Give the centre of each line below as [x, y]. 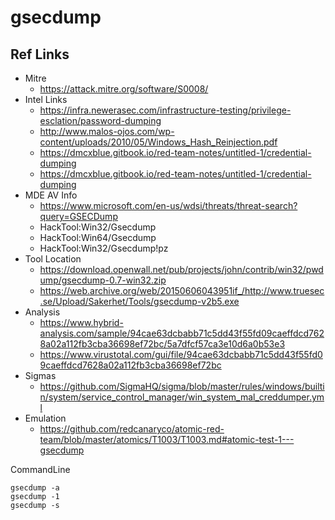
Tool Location [53, 259]
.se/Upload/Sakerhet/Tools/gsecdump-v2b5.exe [139, 301]
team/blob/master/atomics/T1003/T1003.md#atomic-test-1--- [167, 439]
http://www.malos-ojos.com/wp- [107, 131]
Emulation [45, 418]
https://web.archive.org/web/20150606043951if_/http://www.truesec [182, 290]
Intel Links [46, 99]
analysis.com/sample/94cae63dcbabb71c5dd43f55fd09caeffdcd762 [182, 333]
